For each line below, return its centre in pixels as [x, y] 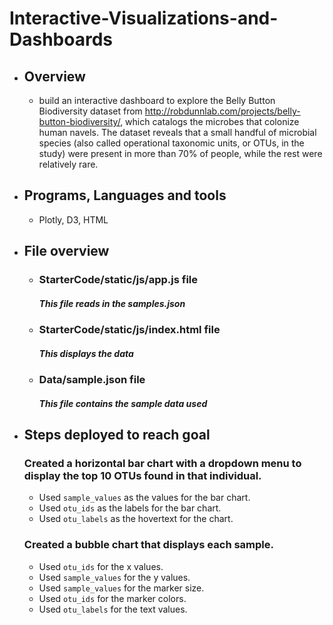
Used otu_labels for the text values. [113, 609]
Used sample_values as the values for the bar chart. [144, 498]
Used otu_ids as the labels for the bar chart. [130, 508]
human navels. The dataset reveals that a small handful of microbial [177, 132]
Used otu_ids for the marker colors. [112, 598]
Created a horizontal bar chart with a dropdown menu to [162, 463]
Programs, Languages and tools [125, 195]
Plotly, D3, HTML [73, 219]
